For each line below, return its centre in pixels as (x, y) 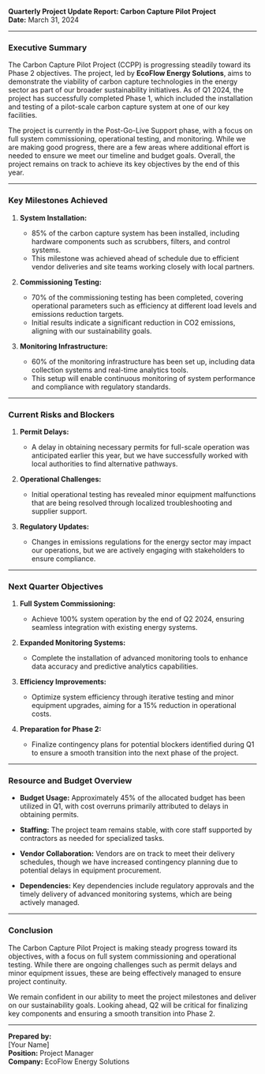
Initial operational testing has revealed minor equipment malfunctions (144, 494)
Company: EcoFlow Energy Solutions (69, 1061)
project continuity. (37, 981)
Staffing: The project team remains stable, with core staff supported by (136, 830)
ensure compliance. (63, 558)
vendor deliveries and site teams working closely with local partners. (143, 266)
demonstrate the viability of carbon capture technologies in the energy (123, 81)
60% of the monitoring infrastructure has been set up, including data (143, 361)
